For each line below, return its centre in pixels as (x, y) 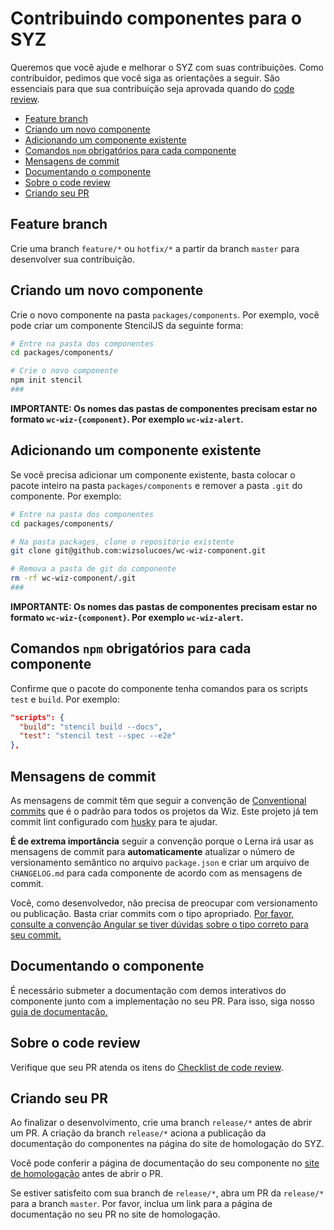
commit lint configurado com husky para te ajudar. (114, 821)
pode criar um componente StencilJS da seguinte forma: (127, 325)
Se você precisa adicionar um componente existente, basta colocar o (153, 474)
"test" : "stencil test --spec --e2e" (98, 736)
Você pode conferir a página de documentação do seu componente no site (165, 1163)
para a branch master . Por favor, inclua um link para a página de (141, 1204)
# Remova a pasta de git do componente (93, 569)
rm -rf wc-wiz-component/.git (73, 578)
